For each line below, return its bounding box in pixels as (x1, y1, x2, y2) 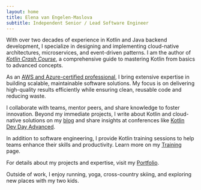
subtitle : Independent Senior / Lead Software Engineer (6, 20, 149, 26)
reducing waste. (6, 92, 46, 99)
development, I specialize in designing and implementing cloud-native (6, 43, 179, 50)
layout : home (6, 8, 39, 15)
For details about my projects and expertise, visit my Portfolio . (6, 159, 160, 167)
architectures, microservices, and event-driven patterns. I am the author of (6, 49, 191, 56)
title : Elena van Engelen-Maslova (6, 14, 93, 20)
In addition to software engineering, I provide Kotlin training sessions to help (6, 135, 194, 142)
